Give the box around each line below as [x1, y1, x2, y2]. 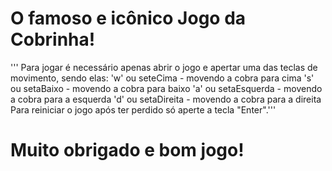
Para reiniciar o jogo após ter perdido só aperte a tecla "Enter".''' [10, 103, 277, 116]
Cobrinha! [10, 28, 96, 51]
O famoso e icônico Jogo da [10, 7, 247, 30]
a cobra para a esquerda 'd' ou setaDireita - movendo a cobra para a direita [10, 93, 322, 105]
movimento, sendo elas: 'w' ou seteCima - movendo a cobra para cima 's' [10, 72, 315, 84]
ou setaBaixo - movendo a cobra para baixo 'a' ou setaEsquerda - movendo [10, 82, 323, 94]
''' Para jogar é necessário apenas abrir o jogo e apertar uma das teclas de [10, 61, 318, 73]
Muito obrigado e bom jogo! [10, 139, 245, 162]
